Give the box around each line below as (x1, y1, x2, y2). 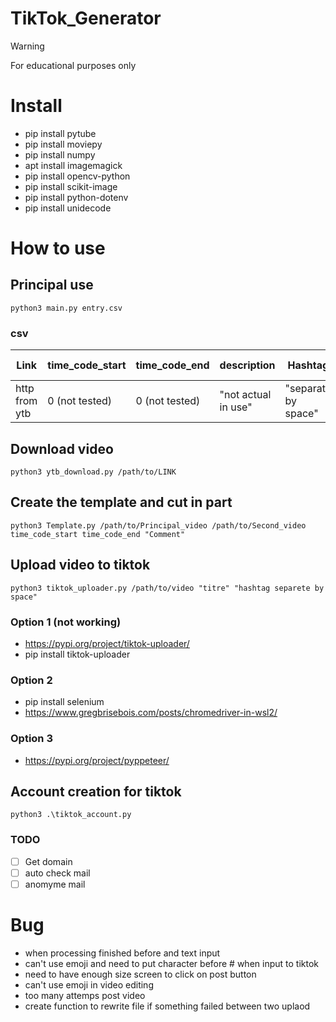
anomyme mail (24, 878, 86, 890)
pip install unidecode (24, 202, 112, 214)
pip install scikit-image (24, 180, 118, 192)
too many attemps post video (24, 989, 146, 1001)
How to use (10, 237, 106, 260)
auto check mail (24, 867, 91, 879)
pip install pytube (24, 127, 97, 139)
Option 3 (10, 732, 53, 746)
